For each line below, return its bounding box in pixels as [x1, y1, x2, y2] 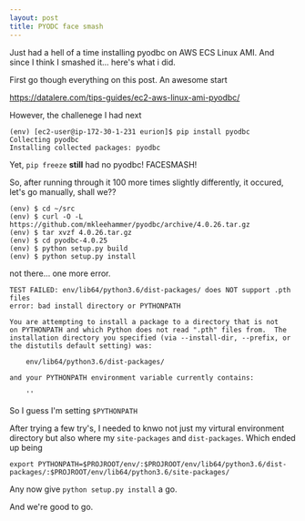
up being [9, 442, 43, 453]
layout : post [9, 13, 59, 23]
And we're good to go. [9, 501, 94, 512]
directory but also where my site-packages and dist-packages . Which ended [9, 432, 296, 443]
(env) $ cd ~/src [9, 204, 76, 213]
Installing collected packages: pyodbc [9, 143, 161, 152]
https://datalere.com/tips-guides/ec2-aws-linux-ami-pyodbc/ [9, 92, 240, 103]
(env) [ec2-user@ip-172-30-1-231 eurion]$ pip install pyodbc [9, 127, 250, 137]
